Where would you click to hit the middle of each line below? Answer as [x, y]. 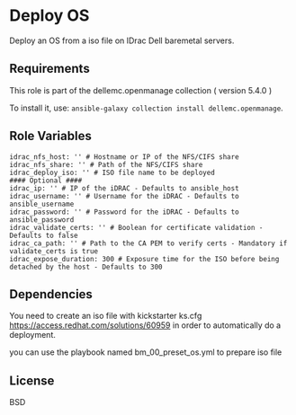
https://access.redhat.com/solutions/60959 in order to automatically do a [145, 325]
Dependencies [51, 294]
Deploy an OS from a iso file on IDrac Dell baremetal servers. [122, 40]
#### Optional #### [46, 181]
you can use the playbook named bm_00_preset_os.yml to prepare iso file [146, 352]
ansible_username [42, 204]
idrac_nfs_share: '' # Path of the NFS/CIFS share [106, 164]
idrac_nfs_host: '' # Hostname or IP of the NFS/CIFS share [125, 157]
